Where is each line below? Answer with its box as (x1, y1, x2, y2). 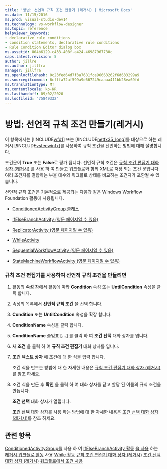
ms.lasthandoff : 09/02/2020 (5, 91, 64, 96)
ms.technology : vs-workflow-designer (5, 21, 84, 27)
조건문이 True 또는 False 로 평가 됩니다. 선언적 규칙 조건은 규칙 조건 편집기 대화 (5, 160, 159, 166)
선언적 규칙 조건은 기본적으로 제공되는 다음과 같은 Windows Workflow (5, 189, 142, 195)
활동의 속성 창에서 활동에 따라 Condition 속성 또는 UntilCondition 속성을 (12, 284, 156, 290)
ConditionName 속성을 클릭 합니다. (12, 322, 83, 328)
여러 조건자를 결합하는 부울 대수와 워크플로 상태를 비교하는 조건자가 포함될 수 (5, 172, 155, 178)
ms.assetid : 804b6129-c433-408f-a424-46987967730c (5, 49, 113, 54)
